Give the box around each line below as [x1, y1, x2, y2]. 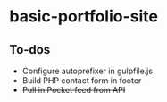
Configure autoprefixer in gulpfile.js [21, 65, 154, 76]
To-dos [9, 42, 51, 57]
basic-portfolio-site [9, 6, 159, 27]
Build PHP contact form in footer [21, 75, 142, 86]
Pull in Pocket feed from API [21, 85, 126, 95]
